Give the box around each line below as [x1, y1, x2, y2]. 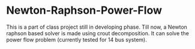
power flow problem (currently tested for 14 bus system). [6, 36, 147, 43]
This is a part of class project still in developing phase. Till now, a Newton [6, 23, 188, 30]
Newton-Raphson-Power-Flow [6, 4, 162, 17]
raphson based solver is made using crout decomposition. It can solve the [6, 29, 189, 36]
